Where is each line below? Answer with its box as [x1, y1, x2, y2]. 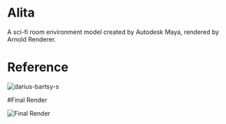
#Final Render [7, 96, 47, 104]
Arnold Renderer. [7, 35, 56, 43]
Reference [7, 60, 68, 76]
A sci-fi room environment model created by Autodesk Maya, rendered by [7, 28, 220, 36]
